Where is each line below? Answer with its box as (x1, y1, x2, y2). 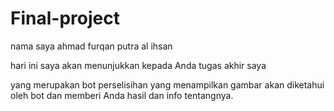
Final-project (10, 7, 120, 30)
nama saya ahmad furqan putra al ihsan (10, 40, 173, 52)
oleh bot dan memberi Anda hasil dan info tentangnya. (10, 89, 234, 101)
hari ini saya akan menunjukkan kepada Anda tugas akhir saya (10, 59, 267, 71)
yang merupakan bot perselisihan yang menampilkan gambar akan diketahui (10, 78, 325, 91)
